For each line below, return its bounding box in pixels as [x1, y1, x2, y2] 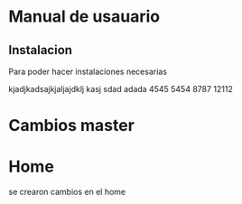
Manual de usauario [8, 6, 160, 27]
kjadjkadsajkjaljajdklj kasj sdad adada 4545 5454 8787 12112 [8, 84, 234, 94]
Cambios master [8, 116, 135, 136]
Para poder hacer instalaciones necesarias [8, 66, 168, 77]
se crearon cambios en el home [8, 187, 126, 198]
